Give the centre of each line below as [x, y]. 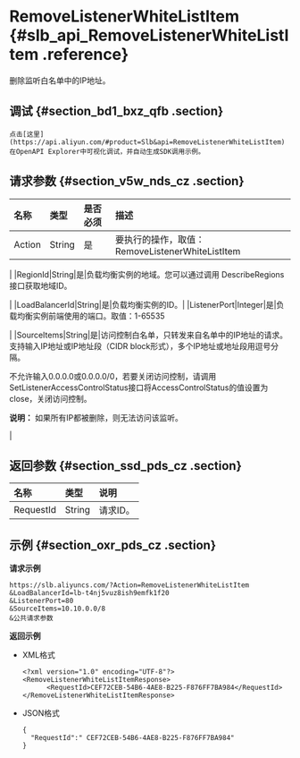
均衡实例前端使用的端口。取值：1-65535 [91, 316]
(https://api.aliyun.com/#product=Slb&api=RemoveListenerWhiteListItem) [147, 142]
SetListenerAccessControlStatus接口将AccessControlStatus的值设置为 [139, 388]
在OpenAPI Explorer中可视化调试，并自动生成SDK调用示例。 [107, 151]
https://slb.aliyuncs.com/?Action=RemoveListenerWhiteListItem [129, 585]
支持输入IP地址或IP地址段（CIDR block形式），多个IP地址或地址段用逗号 [140, 345]
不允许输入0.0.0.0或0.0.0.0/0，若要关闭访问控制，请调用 [113, 376]
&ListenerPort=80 [42, 601]
